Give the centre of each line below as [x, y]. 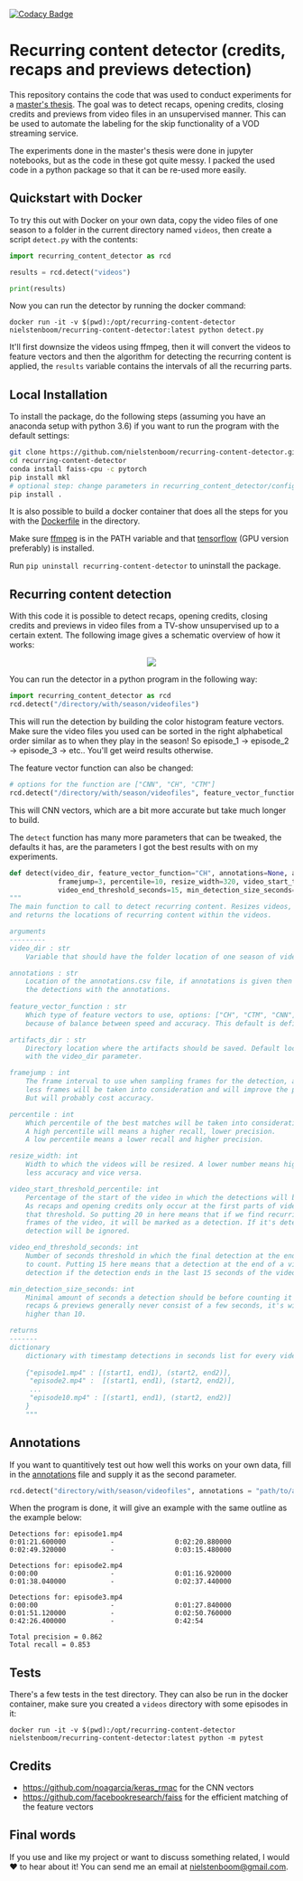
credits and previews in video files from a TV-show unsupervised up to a [144, 626]
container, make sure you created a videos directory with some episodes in [149, 1704]
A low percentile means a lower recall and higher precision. [145, 1139]
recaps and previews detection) [131, 70]
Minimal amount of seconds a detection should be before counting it [159, 1298]
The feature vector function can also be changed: [101, 768]
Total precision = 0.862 [56, 1637]
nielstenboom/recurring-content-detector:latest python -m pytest [137, 1738]
